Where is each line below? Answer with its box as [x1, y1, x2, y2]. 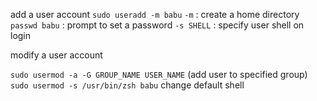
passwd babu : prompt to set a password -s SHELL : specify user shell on [10, 19, 305, 31]
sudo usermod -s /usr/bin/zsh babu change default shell [10, 79, 245, 91]
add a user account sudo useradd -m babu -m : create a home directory [10, 9, 300, 20]
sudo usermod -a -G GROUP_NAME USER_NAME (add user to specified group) [10, 69, 308, 80]
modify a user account [10, 49, 103, 61]
